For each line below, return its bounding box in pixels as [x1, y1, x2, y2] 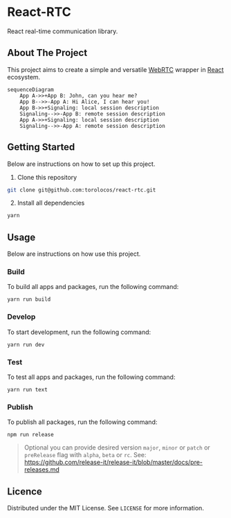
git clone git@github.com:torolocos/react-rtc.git [7, 186, 156, 194]
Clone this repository [17, 173, 77, 181]
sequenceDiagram [7, 86, 54, 93]
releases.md [24, 465, 60, 474]
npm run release [7, 432, 54, 438]
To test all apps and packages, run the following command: [7, 373, 176, 381]
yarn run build [7, 296, 51, 303]
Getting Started [7, 141, 75, 153]
